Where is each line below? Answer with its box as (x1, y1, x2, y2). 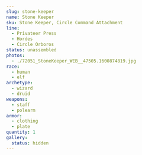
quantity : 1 (6, 129, 35, 136)
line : (6, 25, 20, 31)
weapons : (6, 96, 28, 102)
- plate (11, 124, 31, 130)
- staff (11, 101, 31, 108)
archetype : (6, 80, 33, 86)
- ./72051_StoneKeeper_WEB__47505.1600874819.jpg (11, 58, 136, 64)
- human (11, 69, 31, 75)
